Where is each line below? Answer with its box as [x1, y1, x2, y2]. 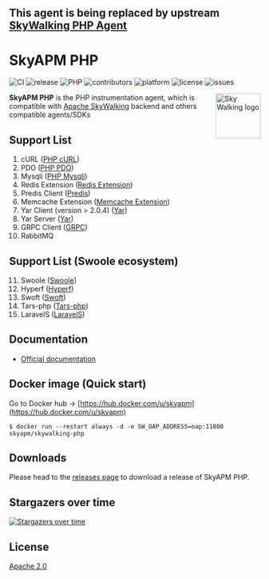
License [9, 540, 49, 553]
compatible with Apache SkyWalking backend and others [9, 102, 197, 111]
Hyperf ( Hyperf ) [20, 283, 74, 293]
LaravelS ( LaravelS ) [20, 309, 85, 319]
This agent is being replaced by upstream [9, 6, 220, 20]
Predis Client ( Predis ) [20, 188, 91, 199]
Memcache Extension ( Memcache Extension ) [20, 197, 171, 207]
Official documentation [20, 354, 97, 364]
